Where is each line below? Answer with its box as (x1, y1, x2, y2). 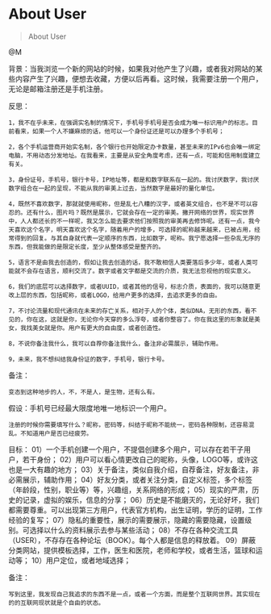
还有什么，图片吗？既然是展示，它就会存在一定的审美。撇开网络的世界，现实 (26, 208, 243, 216)
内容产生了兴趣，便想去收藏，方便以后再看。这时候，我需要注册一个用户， (15, 73, 263, 83)
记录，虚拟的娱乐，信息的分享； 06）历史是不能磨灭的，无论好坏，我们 (22, 495, 260, 504)
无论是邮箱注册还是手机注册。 (8, 84, 107, 94)
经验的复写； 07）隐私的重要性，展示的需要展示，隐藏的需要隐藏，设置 (8, 515, 245, 524)
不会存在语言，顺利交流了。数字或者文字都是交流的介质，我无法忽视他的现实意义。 (19, 267, 255, 275)
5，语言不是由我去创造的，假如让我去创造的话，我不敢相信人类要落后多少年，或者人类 (8, 258, 252, 266)
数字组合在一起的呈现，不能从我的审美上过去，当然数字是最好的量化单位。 (8, 184, 219, 192)
